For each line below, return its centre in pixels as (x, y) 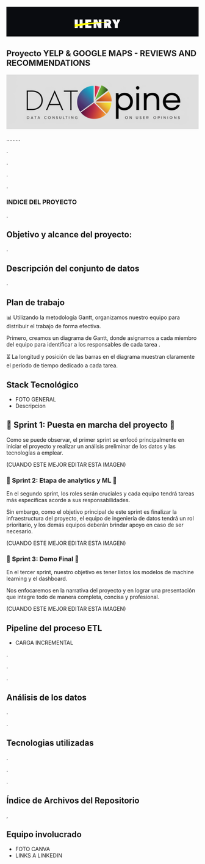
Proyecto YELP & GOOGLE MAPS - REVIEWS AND (102, 53)
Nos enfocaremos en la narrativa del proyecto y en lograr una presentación (101, 591)
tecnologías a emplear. (35, 453)
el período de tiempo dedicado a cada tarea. (62, 365)
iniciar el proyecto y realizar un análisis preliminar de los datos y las (91, 446)
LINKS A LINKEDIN (39, 855)
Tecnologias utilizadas (50, 743)
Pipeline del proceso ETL (54, 628)
